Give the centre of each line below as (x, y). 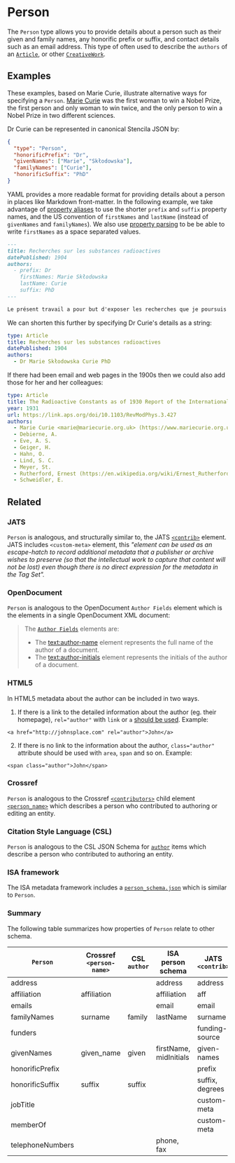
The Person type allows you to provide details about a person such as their (114, 32)
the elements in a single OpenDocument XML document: (88, 615)
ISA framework (33, 873)
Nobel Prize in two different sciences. (61, 115)
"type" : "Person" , (41, 148)
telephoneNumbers (43, 1145)
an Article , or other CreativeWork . (57, 54)
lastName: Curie (44, 284)
